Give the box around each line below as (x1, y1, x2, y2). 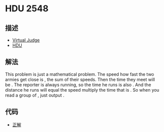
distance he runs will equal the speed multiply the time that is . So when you (5, 87, 160, 93)
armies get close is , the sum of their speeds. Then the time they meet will (5, 76, 155, 82)
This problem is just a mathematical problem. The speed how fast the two (5, 71, 154, 77)
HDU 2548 (5, 3, 49, 14)
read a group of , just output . (5, 92, 65, 98)
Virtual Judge (12, 37, 40, 43)
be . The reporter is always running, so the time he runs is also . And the (5, 82, 151, 88)
